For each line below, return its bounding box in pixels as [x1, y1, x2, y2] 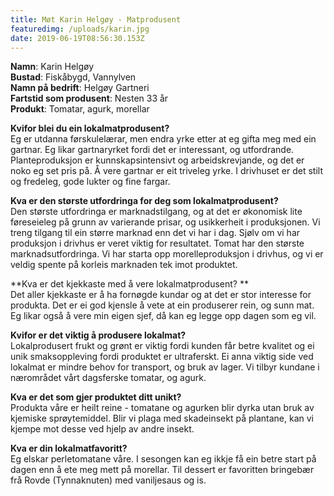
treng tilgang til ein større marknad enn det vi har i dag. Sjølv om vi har [10, 227, 301, 239]
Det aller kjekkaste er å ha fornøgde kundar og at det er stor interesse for [10, 289, 312, 301]
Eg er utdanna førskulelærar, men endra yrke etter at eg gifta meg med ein [10, 133, 317, 145]
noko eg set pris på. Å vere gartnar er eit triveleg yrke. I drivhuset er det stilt [10, 165, 324, 177]
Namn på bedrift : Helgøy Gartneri [10, 82, 150, 94]
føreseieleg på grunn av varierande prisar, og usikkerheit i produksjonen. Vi [10, 216, 321, 228]
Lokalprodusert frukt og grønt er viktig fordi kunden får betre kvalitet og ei [10, 340, 315, 352]
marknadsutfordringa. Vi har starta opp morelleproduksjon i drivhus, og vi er [10, 248, 324, 260]
